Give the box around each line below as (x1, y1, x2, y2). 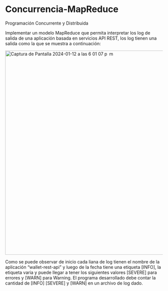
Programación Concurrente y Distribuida (5, 20, 88, 26)
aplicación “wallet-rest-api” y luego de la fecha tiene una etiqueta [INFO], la (5, 264, 161, 270)
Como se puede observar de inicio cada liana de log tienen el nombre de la (5, 258, 160, 264)
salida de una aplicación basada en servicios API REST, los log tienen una (5, 35, 157, 41)
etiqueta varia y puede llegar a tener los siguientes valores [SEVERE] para (5, 269, 157, 275)
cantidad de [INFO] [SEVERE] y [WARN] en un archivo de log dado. (5, 280, 143, 286)
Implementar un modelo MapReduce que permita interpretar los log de (5, 30, 150, 36)
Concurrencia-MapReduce (5, 4, 119, 15)
